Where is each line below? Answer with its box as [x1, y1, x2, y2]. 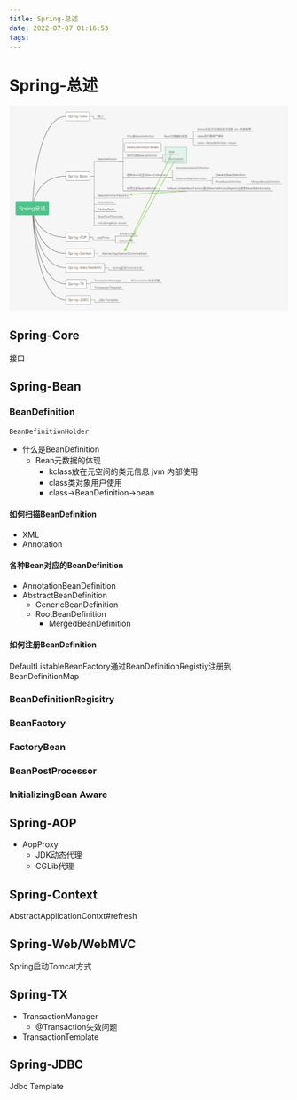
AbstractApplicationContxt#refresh [9, 911, 137, 922]
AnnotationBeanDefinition [21, 580, 117, 590]
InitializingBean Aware [9, 788, 108, 801]
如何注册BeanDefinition [9, 639, 98, 650]
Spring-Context [9, 887, 98, 902]
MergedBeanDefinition [48, 618, 131, 629]
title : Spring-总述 [9, 14, 79, 23]
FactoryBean [9, 740, 66, 753]
